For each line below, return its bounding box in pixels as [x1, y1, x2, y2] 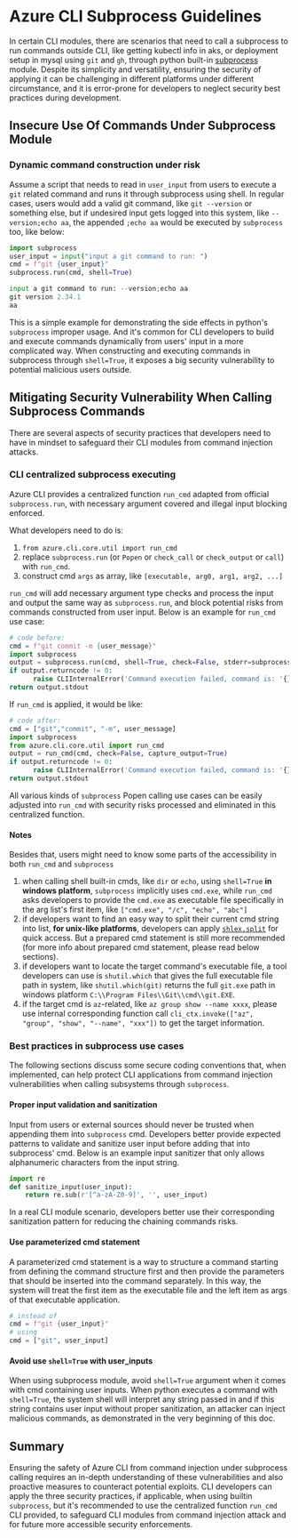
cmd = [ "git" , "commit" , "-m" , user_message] [9, 724, 176, 733]
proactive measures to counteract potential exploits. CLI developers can [9, 1481, 272, 1492]
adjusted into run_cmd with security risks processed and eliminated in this [9, 799, 277, 810]
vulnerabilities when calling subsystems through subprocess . [9, 1079, 230, 1090]
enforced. [9, 507, 45, 518]
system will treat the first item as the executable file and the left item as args [9, 1284, 288, 1295]
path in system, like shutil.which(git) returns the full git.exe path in [21, 980, 276, 991]
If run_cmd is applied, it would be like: [9, 698, 144, 709]
